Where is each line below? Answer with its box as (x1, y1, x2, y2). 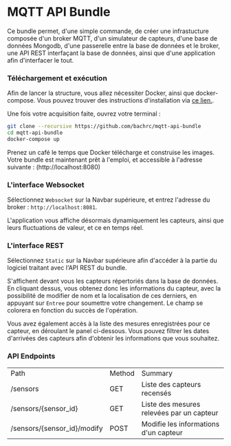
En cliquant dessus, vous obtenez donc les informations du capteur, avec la (7, 284, 221, 293)
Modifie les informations (141, 419, 220, 429)
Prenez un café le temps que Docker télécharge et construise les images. (7, 148, 215, 156)
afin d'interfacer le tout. (7, 56, 74, 64)
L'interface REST (7, 241, 64, 251)
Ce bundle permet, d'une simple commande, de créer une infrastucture (7, 27, 210, 35)
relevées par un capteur (141, 407, 219, 417)
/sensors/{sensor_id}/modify (10, 423, 103, 433)
